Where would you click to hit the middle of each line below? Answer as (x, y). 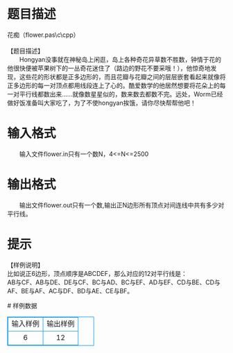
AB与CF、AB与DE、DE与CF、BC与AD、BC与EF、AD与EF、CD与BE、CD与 (114, 282)
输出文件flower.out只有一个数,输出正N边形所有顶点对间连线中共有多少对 (122, 205)
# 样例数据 (22, 305)
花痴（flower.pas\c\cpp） (43, 35)
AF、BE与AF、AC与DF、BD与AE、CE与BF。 (70, 291)
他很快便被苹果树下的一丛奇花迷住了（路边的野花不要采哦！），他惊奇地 (109, 68)
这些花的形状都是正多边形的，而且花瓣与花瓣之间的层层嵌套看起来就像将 (122, 76)
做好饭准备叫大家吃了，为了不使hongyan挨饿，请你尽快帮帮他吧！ (102, 103)
